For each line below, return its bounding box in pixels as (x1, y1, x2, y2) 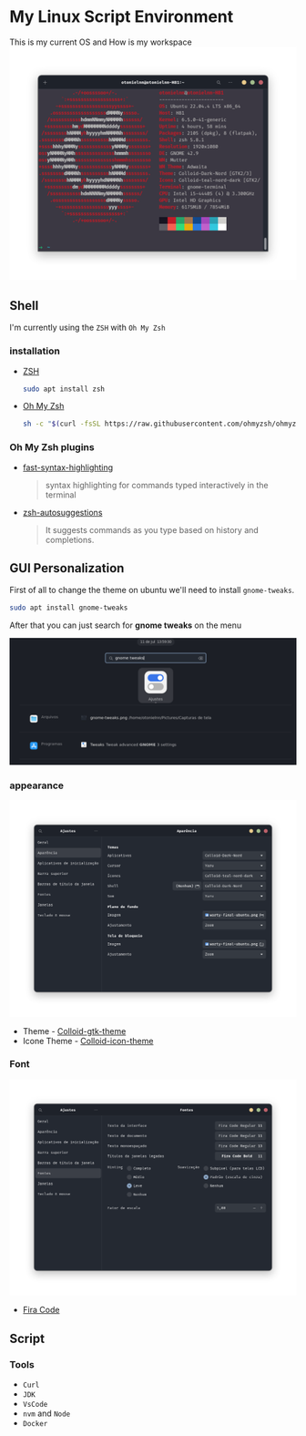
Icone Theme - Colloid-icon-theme (22, 1035, 154, 1046)
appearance (9, 779, 65, 792)
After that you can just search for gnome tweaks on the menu (9, 620, 242, 631)
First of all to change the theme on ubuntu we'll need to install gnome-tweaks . (9, 585, 295, 596)
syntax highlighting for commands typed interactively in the (45, 479, 269, 490)
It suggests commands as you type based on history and (45, 524, 260, 535)
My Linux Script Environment (9, 6, 234, 27)
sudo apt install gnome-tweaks (9, 603, 128, 612)
